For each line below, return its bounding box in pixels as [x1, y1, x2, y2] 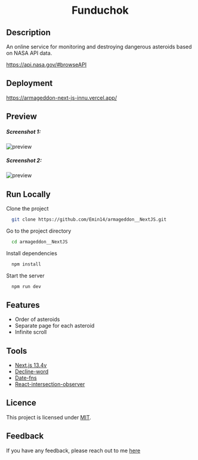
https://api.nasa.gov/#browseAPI [6, 61, 87, 68]
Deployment [6, 78, 53, 88]
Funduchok [71, 4, 129, 17]
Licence [6, 398, 37, 408]
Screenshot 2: [6, 156, 42, 164]
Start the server [6, 272, 45, 279]
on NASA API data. [6, 50, 52, 57]
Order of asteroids [14, 316, 60, 323]
